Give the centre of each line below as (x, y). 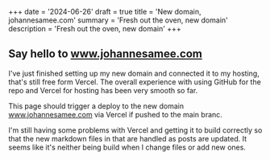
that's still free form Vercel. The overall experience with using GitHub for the (135, 82)
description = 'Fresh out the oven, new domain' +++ (95, 29)
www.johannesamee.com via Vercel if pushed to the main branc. (116, 114)
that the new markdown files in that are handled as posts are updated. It (128, 138)
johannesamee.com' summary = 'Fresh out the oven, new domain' (118, 20)
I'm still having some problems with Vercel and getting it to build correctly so (135, 130)
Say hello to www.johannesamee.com (106, 54)
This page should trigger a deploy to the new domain (96, 106)
